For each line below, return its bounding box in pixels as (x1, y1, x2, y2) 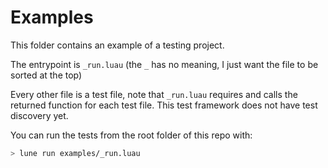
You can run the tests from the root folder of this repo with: (10, 129, 253, 141)
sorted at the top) (10, 69, 83, 81)
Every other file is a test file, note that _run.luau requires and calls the (10, 88, 298, 100)
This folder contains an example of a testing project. (10, 39, 225, 51)
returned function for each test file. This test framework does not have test (10, 99, 318, 111)
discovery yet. (10, 109, 69, 121)
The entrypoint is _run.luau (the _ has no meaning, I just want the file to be (10, 58, 319, 70)
